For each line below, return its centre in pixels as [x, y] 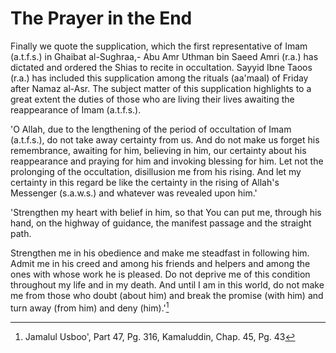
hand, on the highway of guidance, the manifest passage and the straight [161, 223]
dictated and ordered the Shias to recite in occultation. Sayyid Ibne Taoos [161, 67]
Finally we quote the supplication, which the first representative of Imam [159, 46]
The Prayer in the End [101, 18]
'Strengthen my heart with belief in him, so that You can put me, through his [166, 212]
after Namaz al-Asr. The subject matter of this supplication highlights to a [161, 88]
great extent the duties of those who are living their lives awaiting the [152, 99]
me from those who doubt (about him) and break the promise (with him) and [167, 295]
